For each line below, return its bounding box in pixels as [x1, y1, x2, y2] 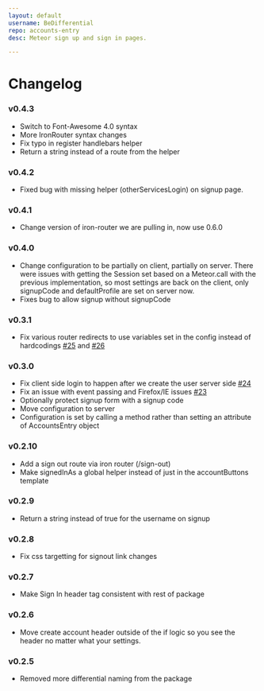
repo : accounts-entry [8, 26, 80, 34]
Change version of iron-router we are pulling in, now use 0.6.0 [19, 223, 224, 232]
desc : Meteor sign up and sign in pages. [8, 33, 147, 42]
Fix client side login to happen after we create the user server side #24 [19, 378, 251, 388]
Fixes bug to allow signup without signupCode [19, 294, 171, 304]
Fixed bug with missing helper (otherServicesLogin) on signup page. [19, 184, 243, 195]
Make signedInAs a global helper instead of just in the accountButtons [19, 467, 249, 477]
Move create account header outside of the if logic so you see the [19, 627, 235, 637]
